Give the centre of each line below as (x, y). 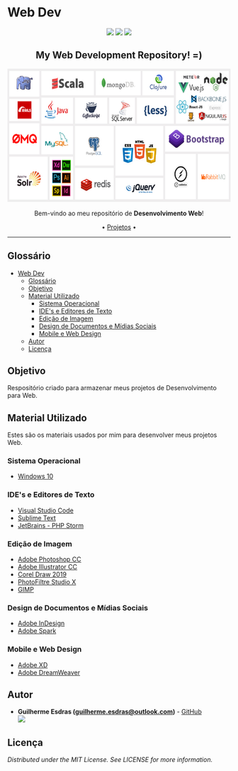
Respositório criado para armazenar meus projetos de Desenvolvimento (112, 388)
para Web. (22, 396)
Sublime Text (37, 518)
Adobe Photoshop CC (49, 559)
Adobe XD (33, 664)
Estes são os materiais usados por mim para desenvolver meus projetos (112, 435)
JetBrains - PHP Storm (50, 525)
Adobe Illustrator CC (47, 567)
